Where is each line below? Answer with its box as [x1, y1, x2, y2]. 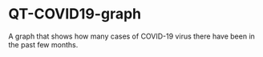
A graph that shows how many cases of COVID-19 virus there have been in [8, 31, 255, 41]
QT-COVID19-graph [8, 5, 142, 23]
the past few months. [8, 39, 79, 49]
